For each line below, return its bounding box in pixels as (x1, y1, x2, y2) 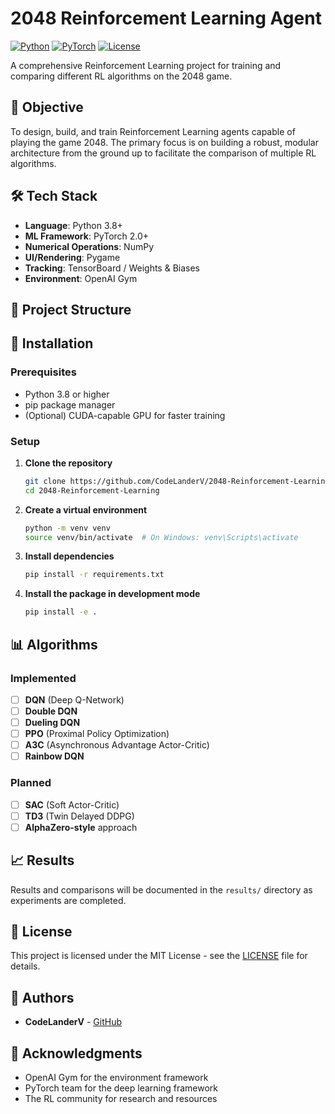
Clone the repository (24, 457, 113, 469)
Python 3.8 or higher (24, 388, 110, 400)
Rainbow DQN (24, 750, 85, 762)
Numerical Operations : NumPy (24, 240, 154, 252)
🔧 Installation (10, 335, 94, 352)
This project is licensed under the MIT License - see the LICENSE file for (10, 950, 308, 962)
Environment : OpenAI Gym (24, 272, 138, 284)
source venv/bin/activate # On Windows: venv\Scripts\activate (24, 532, 299, 542)
